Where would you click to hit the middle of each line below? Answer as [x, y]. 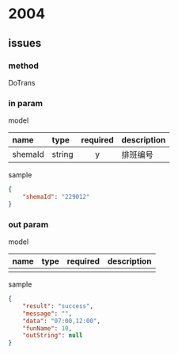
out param [28, 224]
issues [25, 43]
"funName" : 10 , [47, 328]
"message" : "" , [47, 314]
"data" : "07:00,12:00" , [62, 321]
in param [26, 103]
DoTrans [22, 82]
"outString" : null [53, 336]
